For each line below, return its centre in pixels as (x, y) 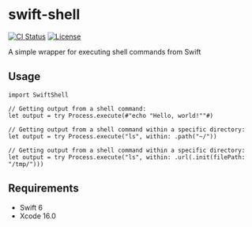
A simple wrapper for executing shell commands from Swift (105, 51)
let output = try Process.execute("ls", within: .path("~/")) (113, 136)
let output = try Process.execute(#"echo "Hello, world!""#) (111, 115)
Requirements (43, 189)
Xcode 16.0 (38, 216)
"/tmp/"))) (26, 164)
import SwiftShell (38, 95)
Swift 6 (31, 207)
